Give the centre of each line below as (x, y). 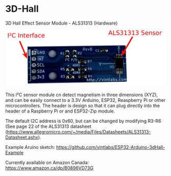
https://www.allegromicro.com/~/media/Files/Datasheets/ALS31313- (79, 132)
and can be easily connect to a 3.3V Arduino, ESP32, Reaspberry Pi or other (85, 100)
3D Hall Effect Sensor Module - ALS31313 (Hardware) (61, 23)
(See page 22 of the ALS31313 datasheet (48, 126)
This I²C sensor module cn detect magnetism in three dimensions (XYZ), (82, 95)
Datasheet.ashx (22, 137)
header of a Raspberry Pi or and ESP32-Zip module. (60, 111)
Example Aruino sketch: (30, 147)
